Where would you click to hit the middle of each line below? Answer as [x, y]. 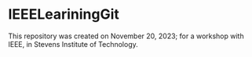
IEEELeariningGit [64, 14]
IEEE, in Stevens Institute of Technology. [73, 44]
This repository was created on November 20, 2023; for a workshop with [126, 36]
